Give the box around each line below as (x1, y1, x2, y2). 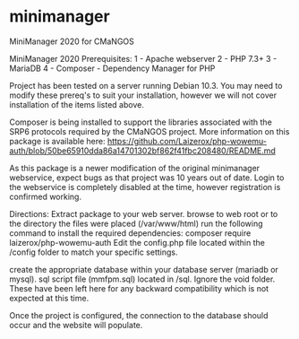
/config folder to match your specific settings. (9, 247, 178, 257)
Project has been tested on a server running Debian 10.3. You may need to (9, 80, 283, 91)
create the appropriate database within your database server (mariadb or (9, 264, 279, 274)
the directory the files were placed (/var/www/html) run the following (9, 218, 263, 229)
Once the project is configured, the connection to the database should (9, 309, 269, 320)
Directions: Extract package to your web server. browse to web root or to (9, 208, 278, 219)
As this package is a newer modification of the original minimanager (9, 162, 261, 173)
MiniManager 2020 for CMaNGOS (9, 36, 134, 47)
